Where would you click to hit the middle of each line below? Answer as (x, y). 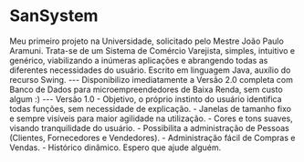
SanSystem (54, 16)
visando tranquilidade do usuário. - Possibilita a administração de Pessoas (149, 127)
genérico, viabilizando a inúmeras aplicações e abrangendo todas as (139, 60)
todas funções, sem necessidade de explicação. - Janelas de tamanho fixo (151, 108)
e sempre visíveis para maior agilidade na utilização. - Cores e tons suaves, (152, 118)
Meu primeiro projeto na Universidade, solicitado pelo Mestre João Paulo (147, 41)
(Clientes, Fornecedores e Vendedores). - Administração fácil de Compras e (152, 137)
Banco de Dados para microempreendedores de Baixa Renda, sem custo (146, 89)
